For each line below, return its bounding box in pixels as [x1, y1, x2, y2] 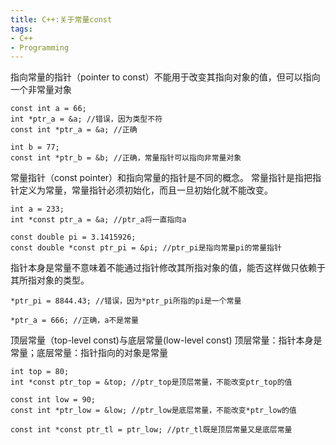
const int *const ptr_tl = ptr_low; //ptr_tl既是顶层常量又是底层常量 [10, 425, 293, 435]
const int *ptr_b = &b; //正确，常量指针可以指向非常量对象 [10, 153, 242, 163]
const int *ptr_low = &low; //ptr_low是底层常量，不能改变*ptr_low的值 [10, 406, 297, 416]
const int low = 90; [10, 395, 97, 405]
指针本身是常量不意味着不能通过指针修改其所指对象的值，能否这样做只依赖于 [10, 262, 326, 274]
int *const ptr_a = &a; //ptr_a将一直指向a [10, 215, 187, 225]
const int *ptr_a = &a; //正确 [10, 125, 138, 135]
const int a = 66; [10, 104, 87, 114]
